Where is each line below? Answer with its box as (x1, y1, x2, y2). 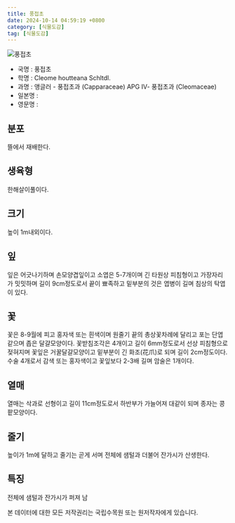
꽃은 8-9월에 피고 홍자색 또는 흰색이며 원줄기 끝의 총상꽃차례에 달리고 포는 (7, 330, 210, 339)
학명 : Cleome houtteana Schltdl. (17, 74, 111, 82)
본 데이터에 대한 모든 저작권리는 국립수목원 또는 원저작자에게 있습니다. (7, 508, 199, 517)
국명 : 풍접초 (17, 65, 52, 74)
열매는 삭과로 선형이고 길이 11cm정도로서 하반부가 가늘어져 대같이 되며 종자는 (7, 399, 218, 408)
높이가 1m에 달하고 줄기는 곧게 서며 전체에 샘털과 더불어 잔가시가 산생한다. (7, 451, 210, 459)
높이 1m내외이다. (7, 228, 53, 236)
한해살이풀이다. (7, 185, 49, 193)
